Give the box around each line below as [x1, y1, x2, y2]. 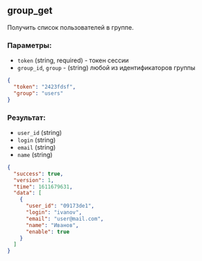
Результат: [7, 113, 47, 123]
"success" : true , [13, 170, 64, 177]
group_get [7, 5, 53, 17]
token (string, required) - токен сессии [17, 56, 129, 64]
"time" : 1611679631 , [13, 183, 73, 190]
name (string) [17, 150, 53, 159]
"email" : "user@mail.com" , [25, 215, 104, 222]
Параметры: [7, 40, 52, 50]
